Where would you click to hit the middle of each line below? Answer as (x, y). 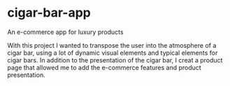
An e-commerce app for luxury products (65, 32)
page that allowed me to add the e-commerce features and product (104, 67)
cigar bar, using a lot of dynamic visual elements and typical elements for (113, 53)
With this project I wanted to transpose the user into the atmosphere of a (112, 45)
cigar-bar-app (49, 13)
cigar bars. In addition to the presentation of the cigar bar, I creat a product (115, 60)
